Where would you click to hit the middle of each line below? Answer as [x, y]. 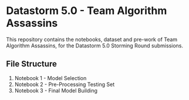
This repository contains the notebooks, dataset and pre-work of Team [92, 39]
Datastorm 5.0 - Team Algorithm [87, 11]
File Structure [31, 64]
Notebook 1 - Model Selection [50, 78]
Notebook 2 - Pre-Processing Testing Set [65, 84]
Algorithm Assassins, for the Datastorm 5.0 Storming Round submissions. [95, 46]
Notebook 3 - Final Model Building [56, 90]
